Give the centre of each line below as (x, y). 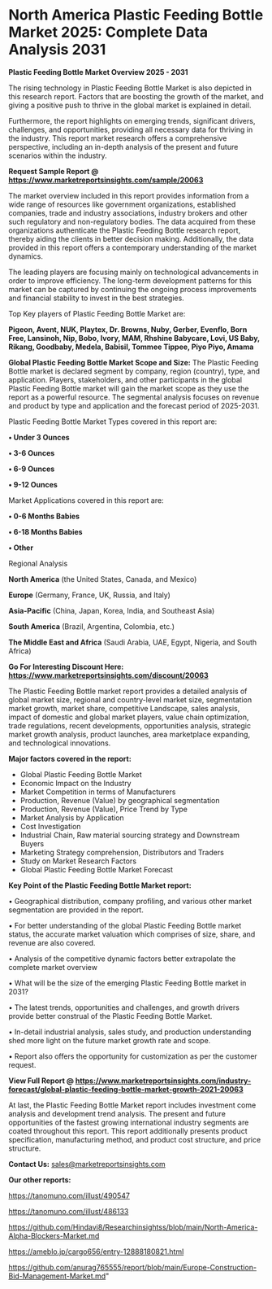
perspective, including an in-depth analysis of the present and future (123, 146)
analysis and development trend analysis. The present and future (117, 1113)
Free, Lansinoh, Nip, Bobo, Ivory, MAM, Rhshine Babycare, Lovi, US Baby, (134, 338)
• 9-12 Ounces (33, 484)
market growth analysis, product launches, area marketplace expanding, (129, 734)
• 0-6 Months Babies (44, 516)
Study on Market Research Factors (78, 861)
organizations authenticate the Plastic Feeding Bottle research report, (125, 230)
